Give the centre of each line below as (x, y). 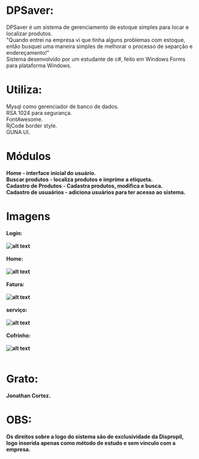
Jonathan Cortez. (28, 395)
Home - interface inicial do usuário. (51, 173)
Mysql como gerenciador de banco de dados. (62, 106)
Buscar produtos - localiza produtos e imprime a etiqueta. (79, 179)
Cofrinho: (19, 335)
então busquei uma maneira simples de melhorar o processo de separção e (99, 46)
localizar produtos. (29, 33)
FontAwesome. (25, 119)
